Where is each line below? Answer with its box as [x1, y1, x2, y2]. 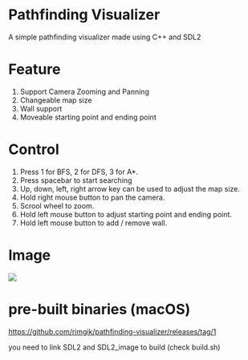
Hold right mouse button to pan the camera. [19, 192, 165, 202]
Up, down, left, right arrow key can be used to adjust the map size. [19, 184, 241, 193]
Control [8, 140, 60, 159]
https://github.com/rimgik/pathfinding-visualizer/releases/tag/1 [8, 326, 217, 336]
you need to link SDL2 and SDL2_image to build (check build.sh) [8, 342, 221, 352]
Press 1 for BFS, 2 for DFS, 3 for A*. [19, 167, 139, 176]
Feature [8, 60, 61, 79]
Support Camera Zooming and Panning [19, 87, 150, 96]
